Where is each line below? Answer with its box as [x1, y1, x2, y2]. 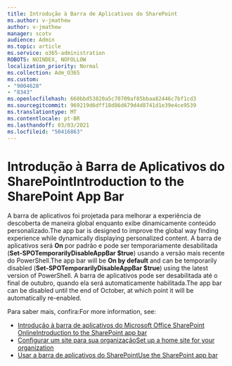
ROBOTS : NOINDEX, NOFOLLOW [7, 56, 86, 63]
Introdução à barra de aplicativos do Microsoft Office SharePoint [17, 321, 205, 329]
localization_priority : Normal [7, 63, 99, 70]
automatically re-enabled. [7, 294, 82, 303]
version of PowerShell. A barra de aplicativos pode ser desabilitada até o [7, 272, 218, 280]
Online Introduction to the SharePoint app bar [17, 329, 148, 337]
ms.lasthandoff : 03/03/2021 [7, 121, 90, 129]
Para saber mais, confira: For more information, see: [7, 308, 157, 316]
